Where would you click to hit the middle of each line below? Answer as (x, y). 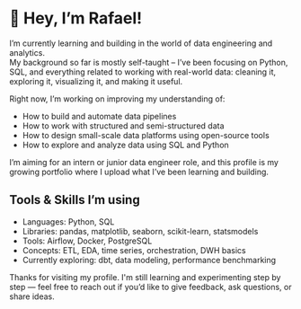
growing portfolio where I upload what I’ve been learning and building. (139, 172)
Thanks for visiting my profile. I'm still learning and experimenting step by (145, 277)
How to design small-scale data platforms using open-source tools (146, 135)
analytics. (27, 52)
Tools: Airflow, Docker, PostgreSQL (87, 241)
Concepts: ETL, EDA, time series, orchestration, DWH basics (134, 250)
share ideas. (32, 296)
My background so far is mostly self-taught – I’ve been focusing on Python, (149, 62)
